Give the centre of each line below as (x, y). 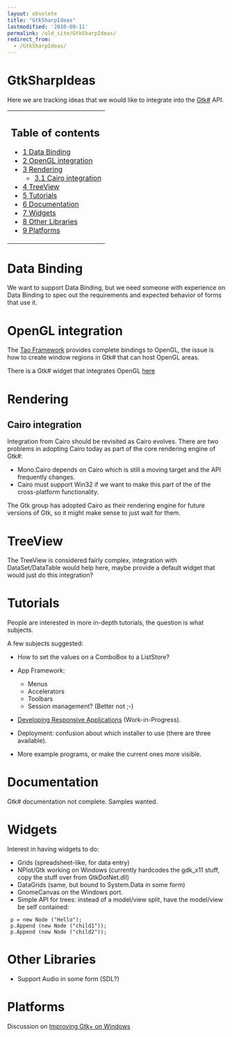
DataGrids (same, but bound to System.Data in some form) (101, 885)
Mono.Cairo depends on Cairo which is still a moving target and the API (119, 470)
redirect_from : (29, 40)
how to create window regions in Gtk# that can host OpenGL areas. (103, 358)
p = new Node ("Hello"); (46, 920)
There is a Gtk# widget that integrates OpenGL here (81, 371)
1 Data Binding (47, 152)
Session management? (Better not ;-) (81, 706)
